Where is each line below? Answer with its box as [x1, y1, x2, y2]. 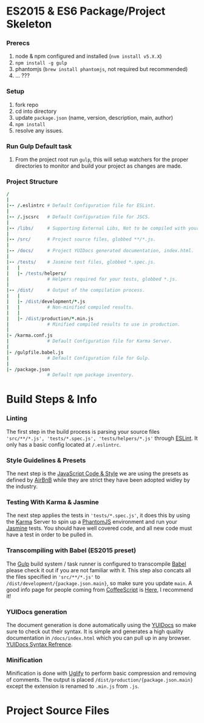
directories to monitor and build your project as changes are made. [15, 162, 183, 170]
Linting [6, 414, 27, 423]
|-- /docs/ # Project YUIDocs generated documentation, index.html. [6, 248, 194, 254]
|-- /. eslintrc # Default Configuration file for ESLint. [6, 202, 156, 209]
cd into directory [15, 108, 57, 115]
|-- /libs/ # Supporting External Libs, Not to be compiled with [6, 225, 186, 231]
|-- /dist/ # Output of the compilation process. [6, 287, 146, 293]
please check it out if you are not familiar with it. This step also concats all [6, 566, 191, 574]
